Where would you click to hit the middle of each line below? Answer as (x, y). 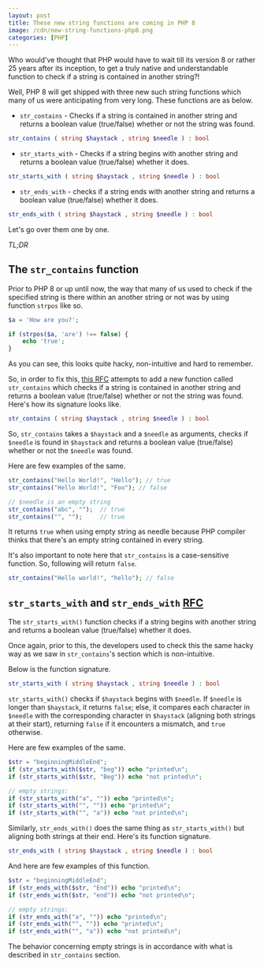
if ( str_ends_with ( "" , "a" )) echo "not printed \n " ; (95, 931)
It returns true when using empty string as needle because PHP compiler (127, 532)
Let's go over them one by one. (59, 229)
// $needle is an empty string (59, 502)
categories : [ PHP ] (38, 37)
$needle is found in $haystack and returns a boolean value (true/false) (121, 442)
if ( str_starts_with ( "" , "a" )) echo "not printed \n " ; (99, 813)
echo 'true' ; (44, 341)
